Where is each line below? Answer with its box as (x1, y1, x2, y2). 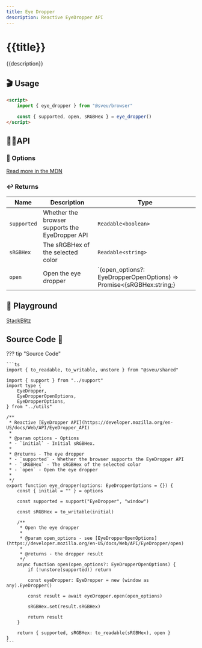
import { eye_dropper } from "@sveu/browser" (17, 103, 133, 109)
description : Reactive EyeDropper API (6, 14, 103, 20)
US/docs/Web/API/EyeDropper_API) (6, 425, 90, 431)
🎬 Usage (6, 78, 40, 88)
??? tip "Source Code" (6, 350, 61, 358)
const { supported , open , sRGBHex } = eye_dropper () (17, 114, 152, 120)
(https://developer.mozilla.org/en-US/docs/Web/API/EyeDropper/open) (6, 540, 185, 547)
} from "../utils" (6, 404, 52, 410)
